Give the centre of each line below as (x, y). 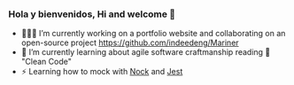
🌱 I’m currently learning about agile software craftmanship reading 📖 (146, 52)
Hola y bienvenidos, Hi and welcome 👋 (92, 14)
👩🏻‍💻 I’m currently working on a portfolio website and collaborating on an (153, 34)
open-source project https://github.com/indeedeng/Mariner (130, 42)
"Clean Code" (46, 62)
